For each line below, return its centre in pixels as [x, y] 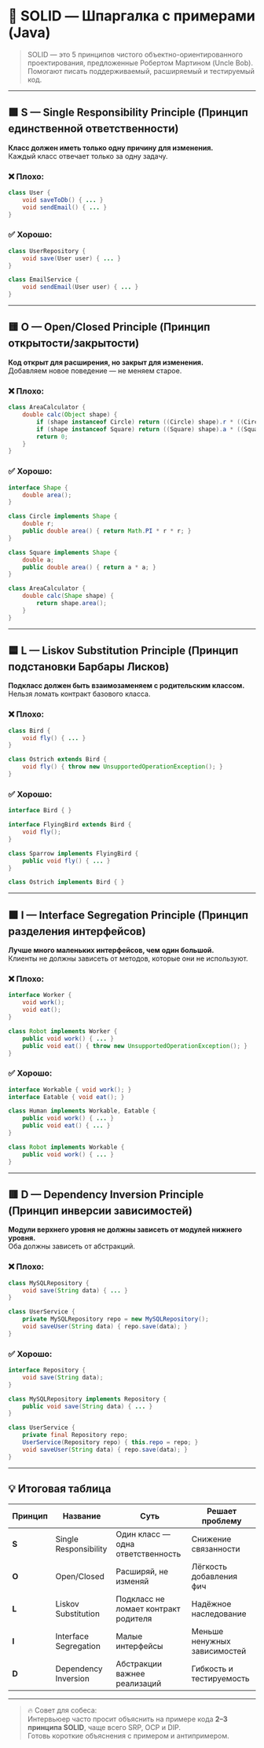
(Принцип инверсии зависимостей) [100, 1210]
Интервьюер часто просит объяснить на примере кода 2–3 [127, 1719]
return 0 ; [52, 436]
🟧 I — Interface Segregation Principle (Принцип [128, 915]
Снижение [211, 1539]
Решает [222, 1511]
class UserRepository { [47, 251]
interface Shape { [38, 487]
